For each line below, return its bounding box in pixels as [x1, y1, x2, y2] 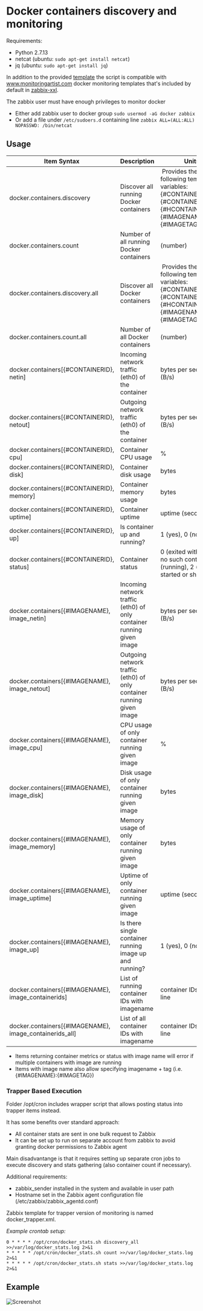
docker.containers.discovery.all [9, 289, 98, 297]
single [120, 926, 138, 935]
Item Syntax [44, 157, 80, 165]
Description [120, 157, 155, 165]
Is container [120, 522, 154, 531]
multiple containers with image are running [14, 1059, 122, 1066]
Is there [120, 918, 142, 927]
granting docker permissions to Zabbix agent [14, 1143, 127, 1151]
